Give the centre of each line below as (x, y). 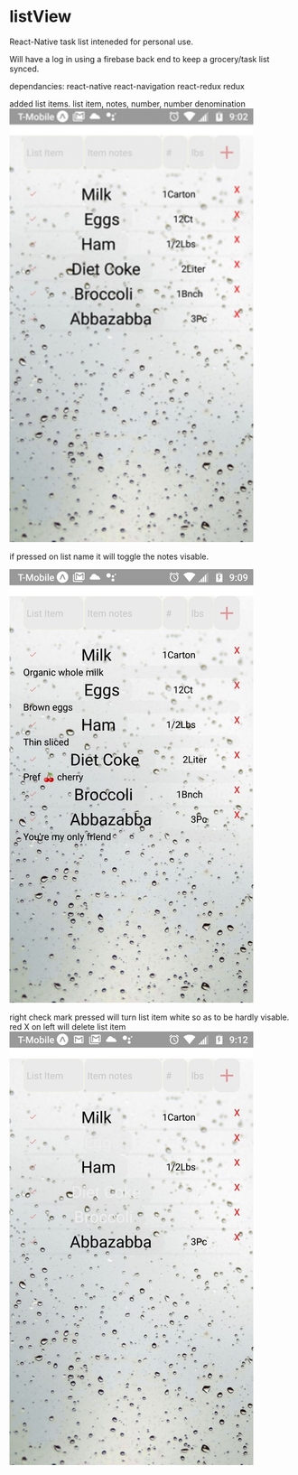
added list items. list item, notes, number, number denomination (128, 103)
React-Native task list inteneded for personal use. (102, 42)
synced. (24, 69)
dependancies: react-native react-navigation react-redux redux (127, 86)
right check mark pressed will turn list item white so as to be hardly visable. (149, 1017)
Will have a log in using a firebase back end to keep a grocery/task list (140, 59)
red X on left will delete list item (68, 1026)
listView (41, 17)
